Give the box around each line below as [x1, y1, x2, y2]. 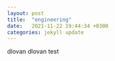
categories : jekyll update [7, 28, 84, 36]
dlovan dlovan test [7, 47, 60, 56]
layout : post [7, 9, 44, 17]
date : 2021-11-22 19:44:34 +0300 [7, 22, 109, 29]
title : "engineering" [7, 16, 72, 23]
